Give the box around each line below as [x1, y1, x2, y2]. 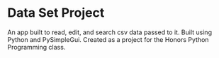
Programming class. [7, 43, 66, 51]
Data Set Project [7, 5, 105, 21]
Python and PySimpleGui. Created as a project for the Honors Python [7, 35, 209, 43]
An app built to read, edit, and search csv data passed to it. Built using [7, 28, 213, 36]
